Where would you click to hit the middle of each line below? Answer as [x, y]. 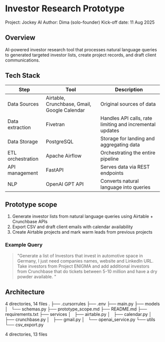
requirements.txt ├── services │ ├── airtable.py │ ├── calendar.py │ [79, 314]
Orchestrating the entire [128, 152]
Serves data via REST [125, 167]
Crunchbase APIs [30, 222]
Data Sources [23, 104]
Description [129, 89]
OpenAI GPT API [65, 184]
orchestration [23, 159]
